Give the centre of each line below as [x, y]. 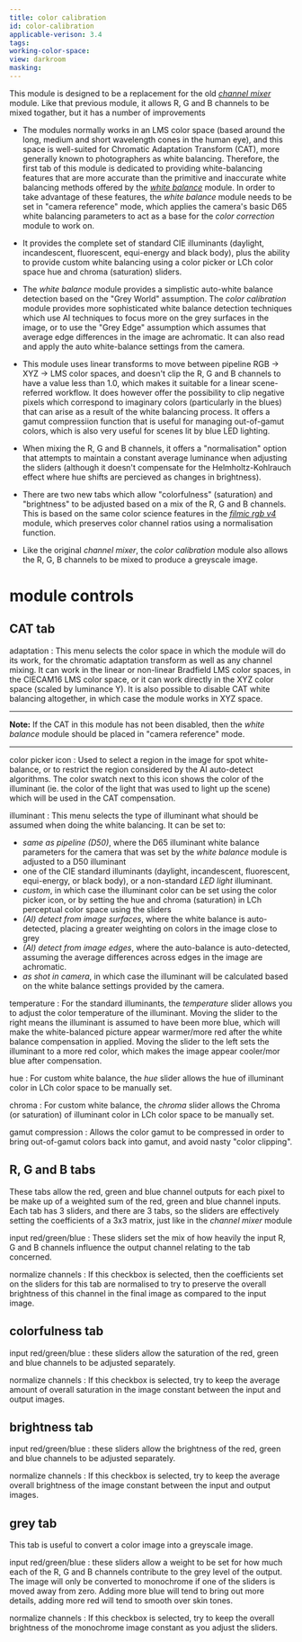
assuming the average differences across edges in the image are [142, 957]
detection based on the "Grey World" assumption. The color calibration [154, 299]
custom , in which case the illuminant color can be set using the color [149, 890]
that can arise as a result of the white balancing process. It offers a [146, 411]
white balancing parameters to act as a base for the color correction [148, 216]
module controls [72, 596]
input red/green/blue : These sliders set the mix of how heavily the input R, [147, 1237]
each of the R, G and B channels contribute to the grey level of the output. [146, 1572]
